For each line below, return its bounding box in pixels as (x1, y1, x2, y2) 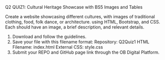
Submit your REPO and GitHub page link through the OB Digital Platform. (12, 49, 160, 55)
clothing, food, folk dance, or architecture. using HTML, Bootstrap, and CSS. (5, 19, 161, 25)
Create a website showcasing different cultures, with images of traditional (5, 14, 155, 19)
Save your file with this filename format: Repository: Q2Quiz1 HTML (12, 39, 150, 45)
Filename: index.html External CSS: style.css (12, 44, 103, 50)
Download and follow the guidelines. (12, 34, 86, 39)
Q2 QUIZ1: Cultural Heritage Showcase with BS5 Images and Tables (5, 4, 143, 10)
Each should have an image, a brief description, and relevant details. (5, 24, 145, 30)
